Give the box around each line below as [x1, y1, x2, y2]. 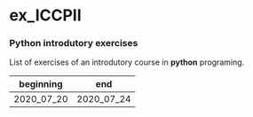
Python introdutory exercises [9, 37, 138, 50]
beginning [19, 78, 63, 90]
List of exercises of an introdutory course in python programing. [9, 57, 245, 67]
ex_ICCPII [9, 5, 82, 26]
